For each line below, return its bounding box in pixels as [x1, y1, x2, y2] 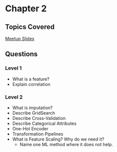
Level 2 [5, 93, 23, 100]
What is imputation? [12, 105, 53, 111]
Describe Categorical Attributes [12, 120, 77, 126]
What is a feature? [12, 76, 49, 82]
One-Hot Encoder [12, 125, 48, 131]
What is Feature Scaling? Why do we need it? [12, 136, 105, 142]
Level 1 [5, 65, 22, 72]
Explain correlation [12, 81, 51, 87]
